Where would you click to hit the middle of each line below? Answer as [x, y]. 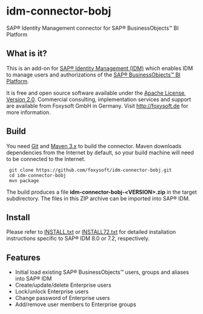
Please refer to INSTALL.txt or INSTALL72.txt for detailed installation [91, 232]
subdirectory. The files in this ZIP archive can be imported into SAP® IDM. [98, 198]
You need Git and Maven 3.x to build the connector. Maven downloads [94, 146]
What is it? [27, 54]
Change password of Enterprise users [62, 298]
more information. [28, 112]
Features [23, 257]
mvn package [24, 180]
